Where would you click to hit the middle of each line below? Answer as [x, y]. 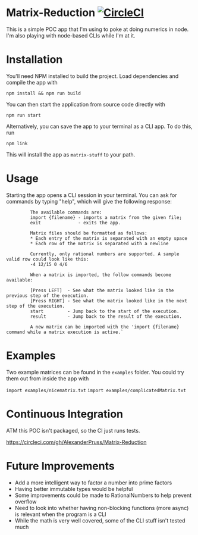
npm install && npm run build [44, 93]
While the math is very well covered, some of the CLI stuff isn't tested [100, 520]
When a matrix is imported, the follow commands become [100, 275]
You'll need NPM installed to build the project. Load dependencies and [92, 76]
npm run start [24, 115]
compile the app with [32, 82]
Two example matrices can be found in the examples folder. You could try [95, 372]
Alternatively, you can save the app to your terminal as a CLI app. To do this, [100, 126]
